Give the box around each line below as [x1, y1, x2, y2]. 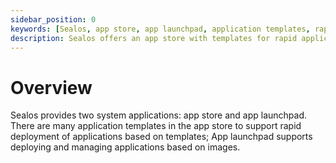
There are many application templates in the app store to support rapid [10, 120, 302, 132]
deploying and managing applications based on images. [10, 141, 241, 153]
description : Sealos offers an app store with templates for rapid [10, 33, 298, 43]
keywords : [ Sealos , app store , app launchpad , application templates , [10, 24, 311, 34]
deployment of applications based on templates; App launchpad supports [10, 131, 313, 143]
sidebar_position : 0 [10, 14, 97, 25]
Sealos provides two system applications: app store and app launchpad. [10, 109, 308, 121]
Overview [10, 76, 93, 99]
